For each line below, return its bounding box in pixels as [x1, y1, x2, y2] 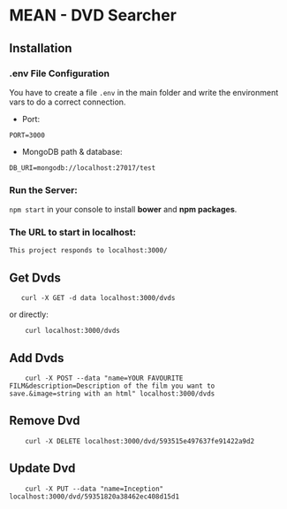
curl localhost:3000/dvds [25, 327, 121, 335]
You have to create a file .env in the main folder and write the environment [9, 87, 279, 97]
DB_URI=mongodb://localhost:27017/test [9, 163, 156, 173]
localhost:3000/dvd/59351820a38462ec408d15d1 [9, 492, 179, 501]
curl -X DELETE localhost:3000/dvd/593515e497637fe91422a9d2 [25, 436, 254, 445]
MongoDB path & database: [21, 146, 123, 157]
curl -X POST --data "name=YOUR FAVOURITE [25, 374, 184, 383]
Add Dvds [9, 351, 64, 366]
